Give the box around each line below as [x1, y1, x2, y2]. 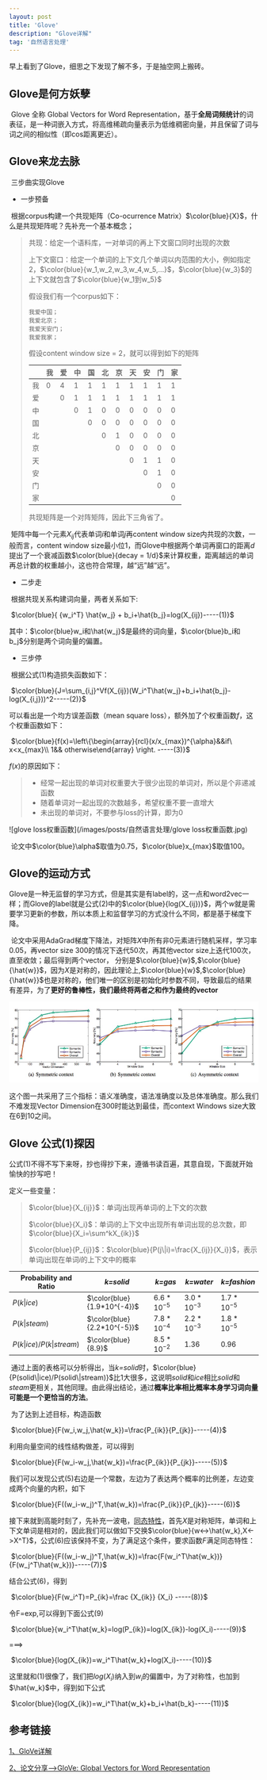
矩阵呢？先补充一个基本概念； [36, 220, 134, 230]
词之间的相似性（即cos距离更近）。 [9, 129, 122, 139]
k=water [185, 1277, 214, 1287]
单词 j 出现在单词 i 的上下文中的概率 [28, 1255, 137, 1265]
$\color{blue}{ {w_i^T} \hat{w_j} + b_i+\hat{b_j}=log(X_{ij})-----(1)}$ [10, 610, 235, 619]
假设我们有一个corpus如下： [28, 291, 121, 300]
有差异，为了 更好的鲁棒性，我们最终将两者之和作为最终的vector [9, 986, 219, 995]
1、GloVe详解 [9, 1746, 52, 1755]
